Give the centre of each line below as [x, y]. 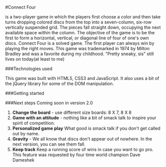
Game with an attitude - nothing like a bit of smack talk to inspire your [84, 118]
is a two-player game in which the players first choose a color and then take [83, 17]
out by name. [26, 133]
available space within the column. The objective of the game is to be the [80, 33]
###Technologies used [29, 69]
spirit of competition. [34, 123]
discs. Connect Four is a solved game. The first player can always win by [80, 43]
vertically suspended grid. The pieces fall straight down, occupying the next [83, 27]
